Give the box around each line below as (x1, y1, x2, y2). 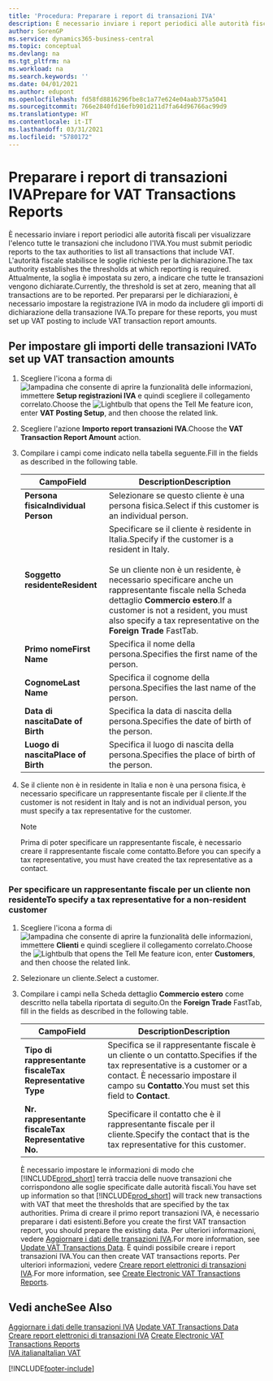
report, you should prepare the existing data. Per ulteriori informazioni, (19, 1225, 257, 1235)
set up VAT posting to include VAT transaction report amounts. (8, 316, 217, 325)
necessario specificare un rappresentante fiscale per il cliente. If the (19, 789, 247, 799)
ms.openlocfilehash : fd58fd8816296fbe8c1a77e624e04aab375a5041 (8, 95, 227, 103)
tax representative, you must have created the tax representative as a (19, 855, 253, 865)
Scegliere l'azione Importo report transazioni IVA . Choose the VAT (19, 424, 244, 433)
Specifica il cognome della (108, 672, 210, 683)
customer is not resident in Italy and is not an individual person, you (19, 798, 247, 808)
